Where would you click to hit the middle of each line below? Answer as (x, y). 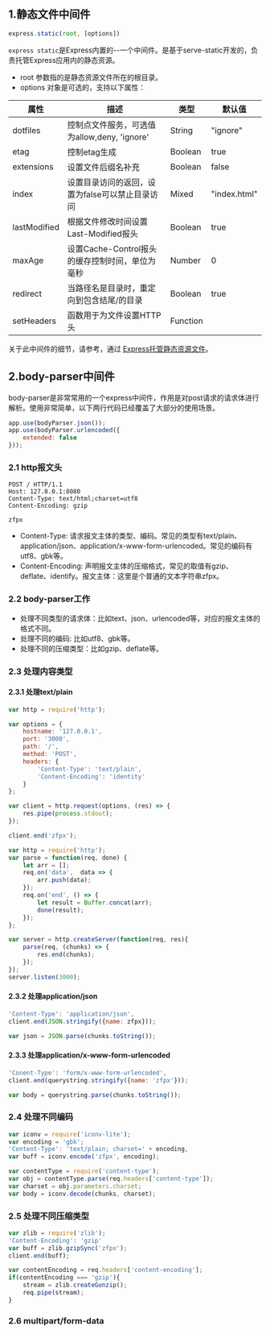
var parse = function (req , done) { (68, 858)
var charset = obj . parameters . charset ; (75, 1186)
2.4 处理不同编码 (41, 1117)
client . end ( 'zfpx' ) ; (43, 835)
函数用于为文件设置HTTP (114, 315)
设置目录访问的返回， (108, 182)
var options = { (35, 724)
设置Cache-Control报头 (112, 248)
